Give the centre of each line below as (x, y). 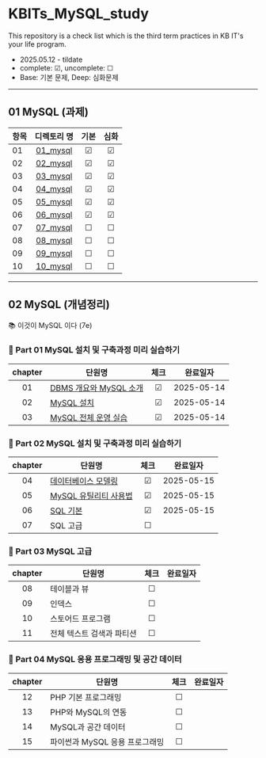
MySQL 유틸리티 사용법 (91, 496)
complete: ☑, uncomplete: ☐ (66, 67)
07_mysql (54, 227)
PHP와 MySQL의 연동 (89, 712)
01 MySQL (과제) (48, 112)
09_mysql (54, 253)
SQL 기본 (66, 511)
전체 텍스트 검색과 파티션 (93, 634)
